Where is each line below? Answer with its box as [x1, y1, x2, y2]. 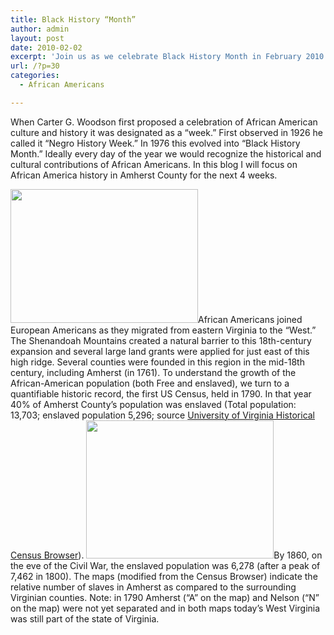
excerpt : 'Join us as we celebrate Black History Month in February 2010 [10, 52, 325, 62]
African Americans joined [198, 313, 303, 325]
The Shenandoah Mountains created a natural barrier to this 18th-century [10, 334, 312, 346]
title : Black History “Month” [10, 14, 137, 25]
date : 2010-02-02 [10, 42, 83, 53]
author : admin [10, 24, 70, 34]
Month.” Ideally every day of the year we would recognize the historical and [10, 147, 322, 160]
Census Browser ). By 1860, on [10, 549, 323, 561]
